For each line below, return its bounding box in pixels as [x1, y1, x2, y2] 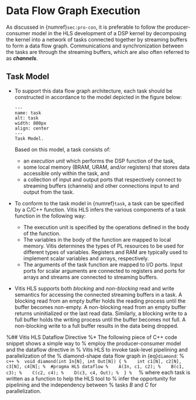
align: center [14, 125, 49, 131]
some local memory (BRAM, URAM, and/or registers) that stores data [23, 163, 190, 171]
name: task [14, 110, 42, 116]
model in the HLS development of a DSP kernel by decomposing [31, 29, 187, 36]
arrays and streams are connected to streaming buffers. [23, 273, 159, 280]
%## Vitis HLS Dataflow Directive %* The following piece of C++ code [6, 333, 177, 341]
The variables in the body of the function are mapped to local [23, 236, 171, 243]
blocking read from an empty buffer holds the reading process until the [14, 297, 186, 304]
